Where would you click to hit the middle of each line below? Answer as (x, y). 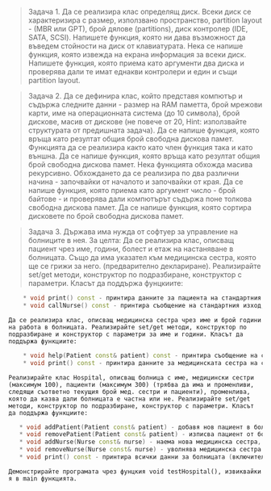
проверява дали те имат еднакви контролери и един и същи (133, 71)
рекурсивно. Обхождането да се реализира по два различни (133, 173)
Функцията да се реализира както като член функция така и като (140, 147)
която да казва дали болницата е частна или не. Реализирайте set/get (129, 399)
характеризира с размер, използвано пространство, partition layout (145, 20)
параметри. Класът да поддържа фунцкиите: (106, 283)
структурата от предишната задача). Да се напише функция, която (144, 130)
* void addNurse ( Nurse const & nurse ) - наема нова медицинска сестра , (140, 442)
